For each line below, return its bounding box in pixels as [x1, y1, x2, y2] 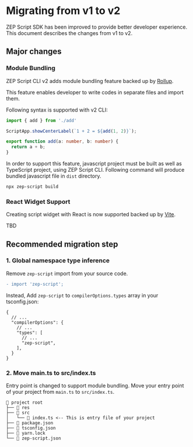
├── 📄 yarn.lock [6, 431, 45, 436]
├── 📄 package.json [6, 420, 54, 426]
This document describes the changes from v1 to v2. [6, 29, 133, 36]
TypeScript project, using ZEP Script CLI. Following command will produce [6, 167, 185, 173]
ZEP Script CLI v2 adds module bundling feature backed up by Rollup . [6, 77, 174, 84]
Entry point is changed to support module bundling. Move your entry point [6, 382, 184, 389]
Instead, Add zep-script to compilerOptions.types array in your [6, 292, 159, 299]
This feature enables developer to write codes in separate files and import [6, 89, 184, 96]
